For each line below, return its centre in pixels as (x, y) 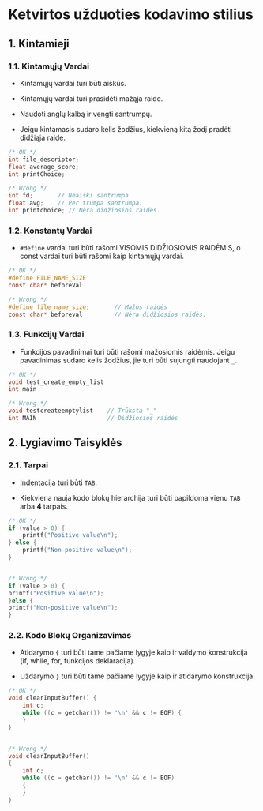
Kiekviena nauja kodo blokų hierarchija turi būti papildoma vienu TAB (130, 497)
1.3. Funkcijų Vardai (46, 335)
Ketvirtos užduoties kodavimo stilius (131, 15)
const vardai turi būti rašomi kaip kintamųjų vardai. (101, 256)
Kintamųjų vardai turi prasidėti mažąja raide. (91, 98)
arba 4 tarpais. (44, 506)
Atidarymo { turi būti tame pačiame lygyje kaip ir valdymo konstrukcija (133, 652)
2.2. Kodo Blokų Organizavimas (70, 636)
